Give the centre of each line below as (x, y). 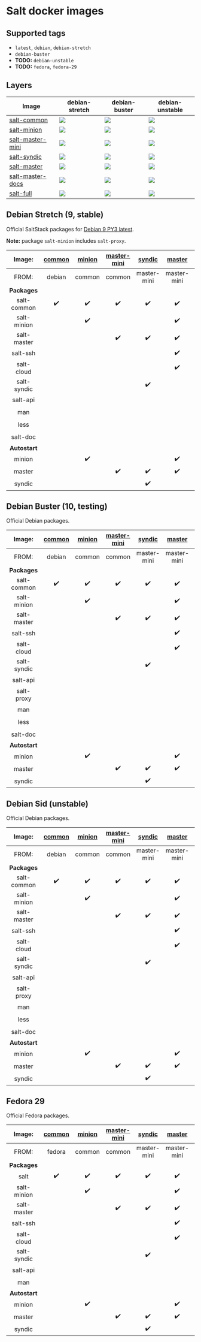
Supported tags (36, 33)
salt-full (21, 193)
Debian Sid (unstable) (47, 803)
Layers (19, 85)
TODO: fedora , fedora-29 (46, 67)
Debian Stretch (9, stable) (55, 215)
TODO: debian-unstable (44, 60)
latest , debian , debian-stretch (53, 47)
